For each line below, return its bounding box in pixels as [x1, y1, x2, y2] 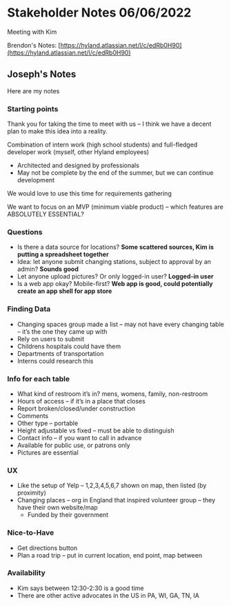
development [17, 176, 55, 184]
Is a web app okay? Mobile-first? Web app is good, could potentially [17, 280, 214, 288]
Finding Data [7, 304, 51, 314]
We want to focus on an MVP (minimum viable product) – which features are [7, 202, 224, 211]
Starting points [7, 104, 59, 113]
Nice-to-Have [7, 528, 54, 538]
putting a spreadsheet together [17, 250, 109, 258]
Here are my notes [7, 86, 60, 95]
